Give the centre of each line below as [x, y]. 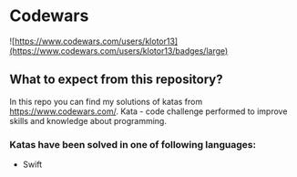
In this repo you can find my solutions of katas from [106, 101]
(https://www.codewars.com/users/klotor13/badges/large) [119, 50]
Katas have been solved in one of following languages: [133, 144]
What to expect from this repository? [116, 80]
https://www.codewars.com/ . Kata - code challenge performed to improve [148, 111]
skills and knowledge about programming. [88, 120]
